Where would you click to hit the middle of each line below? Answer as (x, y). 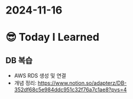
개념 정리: (25, 83)
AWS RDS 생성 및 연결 (40, 76)
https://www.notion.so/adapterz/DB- (82, 83)
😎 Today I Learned (53, 37)
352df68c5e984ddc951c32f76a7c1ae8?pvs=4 (70, 90)
